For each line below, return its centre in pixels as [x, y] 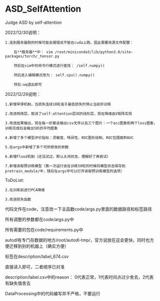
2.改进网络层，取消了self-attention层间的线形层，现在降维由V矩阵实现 [69, 114]
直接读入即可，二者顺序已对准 [35, 266]
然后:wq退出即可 [28, 84]
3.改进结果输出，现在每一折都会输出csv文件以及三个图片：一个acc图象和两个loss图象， [81, 123]
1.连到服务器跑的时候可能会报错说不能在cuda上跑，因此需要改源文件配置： [69, 42]
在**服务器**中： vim [33, 52]
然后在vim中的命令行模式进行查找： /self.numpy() [59, 66]
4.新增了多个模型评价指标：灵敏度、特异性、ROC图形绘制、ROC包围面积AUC [69, 138]
